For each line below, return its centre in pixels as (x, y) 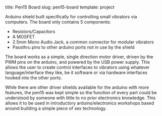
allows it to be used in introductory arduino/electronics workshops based (80, 103)
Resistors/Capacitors (34, 31)
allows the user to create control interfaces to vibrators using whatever (78, 67)
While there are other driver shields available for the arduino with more (77, 87)
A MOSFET (24, 37)
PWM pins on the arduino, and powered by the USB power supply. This (78, 62)
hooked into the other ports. (34, 78)
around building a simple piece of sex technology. (56, 108)
